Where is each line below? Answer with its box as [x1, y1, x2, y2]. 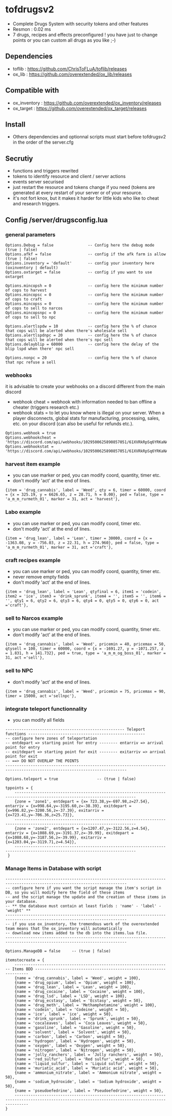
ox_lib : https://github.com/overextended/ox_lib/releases [12, 71, 132, 77]
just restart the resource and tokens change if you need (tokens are [12, 184, 155, 190]
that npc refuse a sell [5, 359, 56, 365]
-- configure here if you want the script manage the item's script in [5, 885, 161, 891]
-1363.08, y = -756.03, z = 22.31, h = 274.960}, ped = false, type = [5, 540, 159, 545]
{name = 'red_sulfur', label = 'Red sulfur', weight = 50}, [14, 1057, 145, 1062]
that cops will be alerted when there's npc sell [5, 337, 114, 342]
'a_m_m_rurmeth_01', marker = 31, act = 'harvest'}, [5, 497, 120, 502]
